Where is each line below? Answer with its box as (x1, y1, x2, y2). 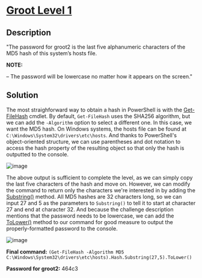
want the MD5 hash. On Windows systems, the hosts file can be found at (6, 125, 186, 132)
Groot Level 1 (6, 4, 72, 17)
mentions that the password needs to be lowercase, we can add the (6, 212, 174, 219)
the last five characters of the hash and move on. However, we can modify (6, 180, 191, 188)
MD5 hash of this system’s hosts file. (6, 50, 97, 57)
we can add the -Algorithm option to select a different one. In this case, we (6, 119, 192, 126)
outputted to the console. (6, 150, 69, 158)
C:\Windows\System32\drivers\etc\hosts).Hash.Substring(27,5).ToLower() (6, 254, 192, 261)
